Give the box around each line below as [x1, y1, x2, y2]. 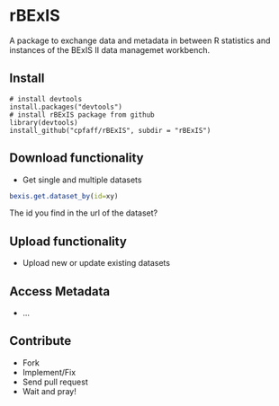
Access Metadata [9, 284, 111, 299]
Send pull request [22, 376, 88, 387]
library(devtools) [9, 118, 78, 127]
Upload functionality [9, 234, 128, 249]
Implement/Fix [22, 366, 76, 377]
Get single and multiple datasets [22, 174, 142, 185]
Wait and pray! [22, 385, 76, 396]
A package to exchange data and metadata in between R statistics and [9, 35, 271, 46]
